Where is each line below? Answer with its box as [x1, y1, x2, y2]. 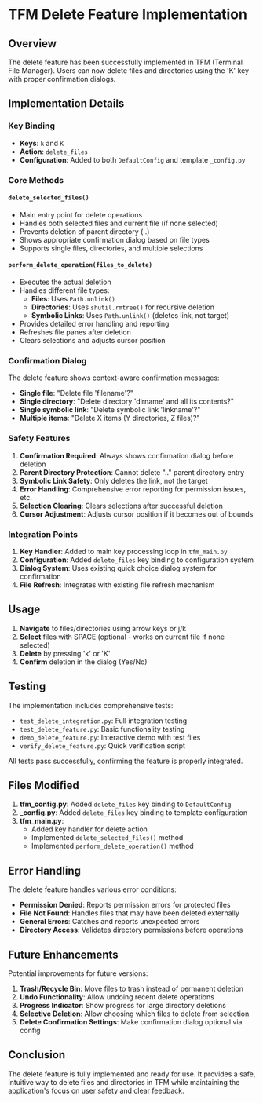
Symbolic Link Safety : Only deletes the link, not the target [19, 476, 208, 485]
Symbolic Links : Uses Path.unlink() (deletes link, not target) [31, 311, 230, 320]
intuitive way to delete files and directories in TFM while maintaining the [8, 1077, 240, 1087]
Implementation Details [8, 97, 125, 111]
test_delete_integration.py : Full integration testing [19, 716, 188, 725]
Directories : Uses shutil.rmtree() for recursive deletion [31, 302, 214, 312]
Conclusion [8, 1048, 66, 1061]
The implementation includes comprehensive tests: [8, 700, 174, 710]
